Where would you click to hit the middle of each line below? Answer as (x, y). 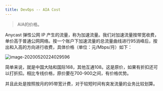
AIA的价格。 (29, 24)
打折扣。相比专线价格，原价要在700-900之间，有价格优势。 (70, 73)
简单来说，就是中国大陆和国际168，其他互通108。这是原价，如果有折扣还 (80, 67)
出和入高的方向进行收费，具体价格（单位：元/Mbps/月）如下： (69, 47)
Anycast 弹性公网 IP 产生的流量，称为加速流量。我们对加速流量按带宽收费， (82, 34)
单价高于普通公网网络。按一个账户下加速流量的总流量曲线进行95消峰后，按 (81, 41)
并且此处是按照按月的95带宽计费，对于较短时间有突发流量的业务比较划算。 (81, 84)
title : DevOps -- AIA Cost (33, 10)
